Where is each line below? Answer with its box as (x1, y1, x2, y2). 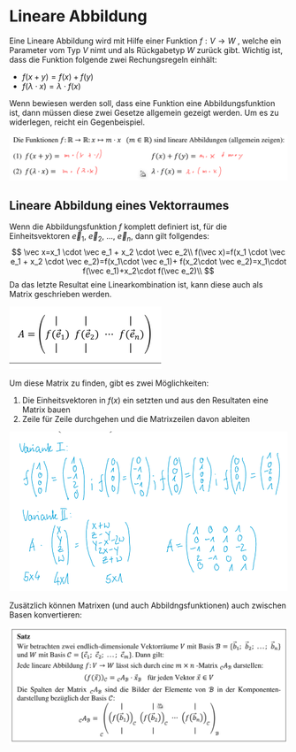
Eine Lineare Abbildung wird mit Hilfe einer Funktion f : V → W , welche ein (9, 35, 282, 46)
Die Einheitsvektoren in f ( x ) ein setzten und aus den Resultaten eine (21, 395, 269, 406)
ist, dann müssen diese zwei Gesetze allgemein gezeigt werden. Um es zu (9, 107, 279, 118)
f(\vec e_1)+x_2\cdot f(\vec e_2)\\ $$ (82, 265, 215, 276)
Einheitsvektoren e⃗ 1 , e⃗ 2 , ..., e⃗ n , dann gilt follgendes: (9, 231, 210, 244)
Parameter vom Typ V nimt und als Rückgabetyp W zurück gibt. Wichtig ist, (9, 44, 284, 55)
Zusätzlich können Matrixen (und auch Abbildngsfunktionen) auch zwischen (9, 600, 287, 611)
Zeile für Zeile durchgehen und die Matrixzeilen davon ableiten (21, 414, 250, 425)
